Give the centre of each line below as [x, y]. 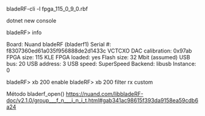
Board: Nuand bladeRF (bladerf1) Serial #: [59, 44]
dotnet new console [32, 20]
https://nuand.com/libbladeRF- [105, 94]
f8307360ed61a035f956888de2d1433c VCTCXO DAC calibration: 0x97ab [99, 51]
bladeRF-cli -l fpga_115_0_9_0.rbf [47, 9]
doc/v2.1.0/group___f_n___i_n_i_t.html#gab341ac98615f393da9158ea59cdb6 [102, 100]
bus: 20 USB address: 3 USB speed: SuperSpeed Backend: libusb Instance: [101, 64]
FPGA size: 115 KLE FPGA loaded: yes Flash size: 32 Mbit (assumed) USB [99, 57]
